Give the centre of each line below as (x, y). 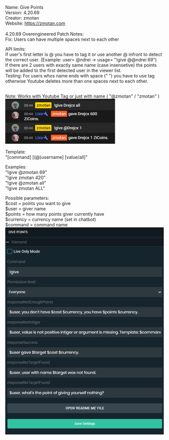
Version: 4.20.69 (22, 13)
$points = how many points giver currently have (55, 214)
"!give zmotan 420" (26, 178)
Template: (16, 152)
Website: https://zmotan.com (35, 23)
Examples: (16, 167)
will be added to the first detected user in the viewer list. (63, 70)
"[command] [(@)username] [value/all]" (47, 157)
